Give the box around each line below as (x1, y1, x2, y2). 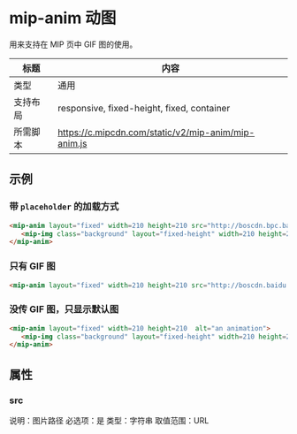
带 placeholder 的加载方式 (9, 201, 119, 213)
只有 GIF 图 (9, 260, 56, 272)
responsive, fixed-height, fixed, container (57, 102, 231, 114)
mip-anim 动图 (9, 8, 117, 28)
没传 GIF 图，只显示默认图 (9, 303, 119, 316)
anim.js (57, 137, 88, 149)
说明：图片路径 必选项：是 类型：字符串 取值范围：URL (9, 415, 209, 426)
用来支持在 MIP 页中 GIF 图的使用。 (9, 39, 138, 49)
